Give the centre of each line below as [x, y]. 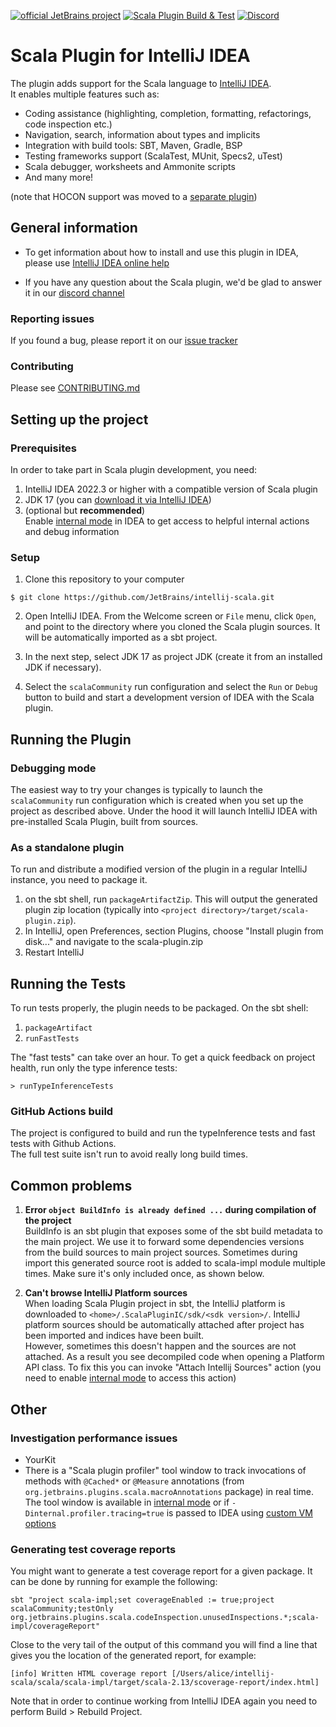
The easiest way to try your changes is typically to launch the [136, 790]
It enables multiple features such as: [85, 94]
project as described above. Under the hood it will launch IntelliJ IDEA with [164, 811]
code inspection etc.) [68, 124]
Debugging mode [53, 768]
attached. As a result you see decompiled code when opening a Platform [174, 1357]
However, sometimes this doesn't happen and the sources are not [160, 1346]
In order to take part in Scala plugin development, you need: [134, 470]
